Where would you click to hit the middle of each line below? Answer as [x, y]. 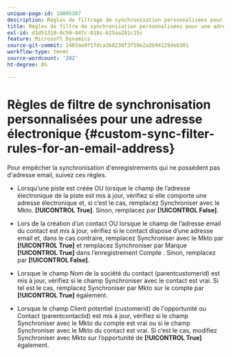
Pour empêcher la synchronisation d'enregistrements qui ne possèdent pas [114, 167]
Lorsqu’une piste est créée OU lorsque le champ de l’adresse [103, 188]
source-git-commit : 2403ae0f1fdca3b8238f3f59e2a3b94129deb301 [98, 45]
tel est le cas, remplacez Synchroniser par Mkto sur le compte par [110, 288]
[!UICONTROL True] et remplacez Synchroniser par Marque [102, 245]
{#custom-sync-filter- [149, 134]
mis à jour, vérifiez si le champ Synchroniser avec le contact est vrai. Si [118, 280]
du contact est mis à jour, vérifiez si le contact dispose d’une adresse [115, 230]
